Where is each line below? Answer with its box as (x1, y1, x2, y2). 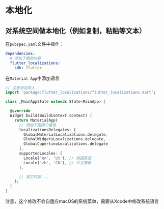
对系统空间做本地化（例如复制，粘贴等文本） (5, 26, 146, 35)
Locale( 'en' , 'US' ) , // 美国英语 (23, 156, 92, 161)
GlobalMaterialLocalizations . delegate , (23, 132, 108, 137)
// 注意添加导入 (5, 85, 35, 91)
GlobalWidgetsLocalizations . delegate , (23, 137, 106, 142)
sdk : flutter (14, 65, 42, 70)
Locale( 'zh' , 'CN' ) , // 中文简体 (23, 160, 92, 165)
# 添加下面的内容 (10, 55, 41, 61)
